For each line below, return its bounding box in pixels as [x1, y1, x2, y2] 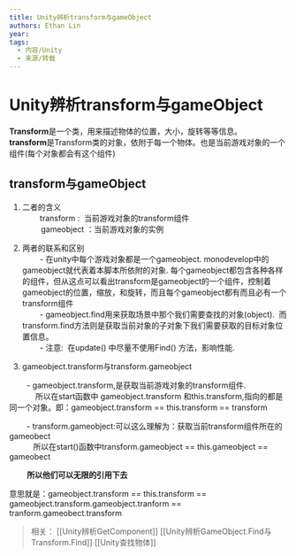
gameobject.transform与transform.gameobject [21, 360, 193, 372]
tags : [9, 37, 29, 47]
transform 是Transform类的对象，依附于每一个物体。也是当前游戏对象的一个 [9, 136, 285, 147]
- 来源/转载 [17, 54, 56, 63]
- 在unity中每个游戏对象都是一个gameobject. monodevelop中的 [39, 253, 269, 264]
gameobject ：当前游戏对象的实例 [41, 223, 164, 235]
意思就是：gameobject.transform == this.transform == [9, 488, 208, 498]
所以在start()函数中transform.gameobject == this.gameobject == [33, 441, 269, 452]
